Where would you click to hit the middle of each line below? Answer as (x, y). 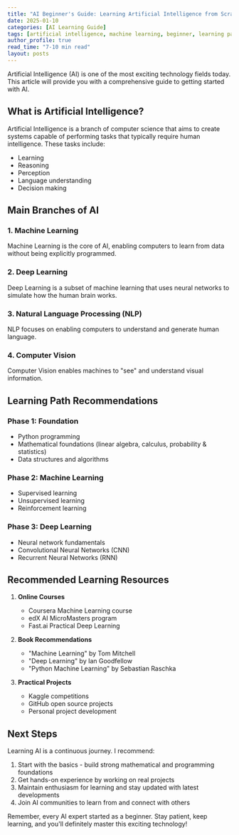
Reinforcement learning (52, 508)
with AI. (18, 89)
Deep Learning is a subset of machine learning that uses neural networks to (118, 287)
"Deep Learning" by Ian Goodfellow (80, 661)
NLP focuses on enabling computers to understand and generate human (113, 329)
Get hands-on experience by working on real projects (96, 780)
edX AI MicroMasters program (73, 618)
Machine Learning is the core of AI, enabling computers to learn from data (116, 246)
